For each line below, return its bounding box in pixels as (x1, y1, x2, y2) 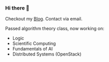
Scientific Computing (12, 40, 56, 46)
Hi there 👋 (5, 4, 30, 11)
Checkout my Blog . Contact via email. (5, 16, 82, 22)
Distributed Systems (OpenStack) (12, 51, 81, 57)
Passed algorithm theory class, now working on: (5, 25, 104, 31)
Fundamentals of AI (12, 46, 53, 52)
